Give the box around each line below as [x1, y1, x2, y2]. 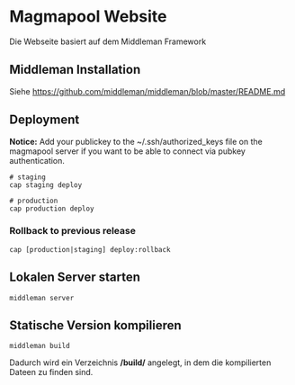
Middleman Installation [9, 62, 141, 77]
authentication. [9, 155, 66, 166]
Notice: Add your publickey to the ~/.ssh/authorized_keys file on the [9, 136, 263, 147]
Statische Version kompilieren [9, 318, 182, 334]
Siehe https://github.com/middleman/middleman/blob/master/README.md [9, 85, 286, 96]
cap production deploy [9, 204, 94, 213]
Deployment [9, 112, 80, 128]
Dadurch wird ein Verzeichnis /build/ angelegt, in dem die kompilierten [9, 357, 272, 368]
